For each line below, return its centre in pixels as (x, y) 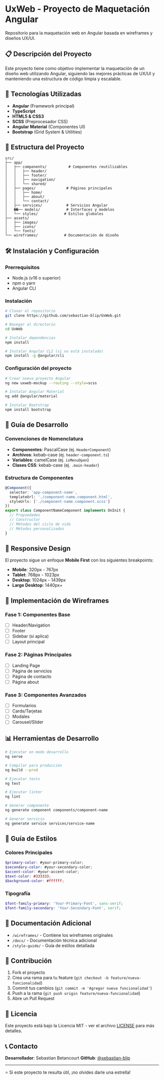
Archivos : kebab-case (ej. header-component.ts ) (61, 454)
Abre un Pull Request (33, 998)
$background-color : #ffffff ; (35, 881)
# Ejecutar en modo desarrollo (37, 752)
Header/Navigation (31, 625)
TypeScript (24, 111)
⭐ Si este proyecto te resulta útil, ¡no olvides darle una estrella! (68, 1072)
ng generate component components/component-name (57, 810)
